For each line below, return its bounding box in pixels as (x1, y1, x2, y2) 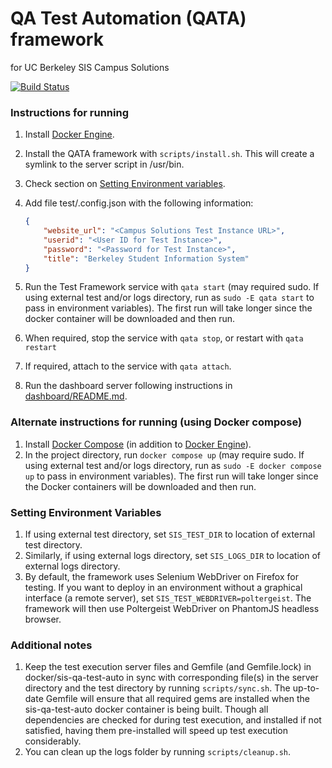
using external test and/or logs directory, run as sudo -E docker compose (24, 459, 322, 471)
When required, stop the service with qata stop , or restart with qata (24, 332, 304, 344)
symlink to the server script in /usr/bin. (24, 158, 185, 171)
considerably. (24, 735, 82, 747)
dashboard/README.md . (24, 390, 128, 402)
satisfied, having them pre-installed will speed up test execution (24, 725, 289, 737)
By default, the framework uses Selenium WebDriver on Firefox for (24, 571, 299, 583)
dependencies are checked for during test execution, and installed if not (24, 714, 322, 726)
